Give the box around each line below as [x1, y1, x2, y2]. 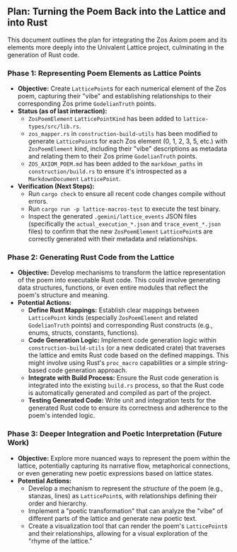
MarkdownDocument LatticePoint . [28, 175, 122, 183]
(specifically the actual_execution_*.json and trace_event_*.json [28, 219, 221, 229]
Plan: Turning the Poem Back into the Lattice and [7, 6, 226, 18]
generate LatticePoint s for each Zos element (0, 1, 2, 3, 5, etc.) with [28, 137, 228, 146]
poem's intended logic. [28, 411, 96, 420]
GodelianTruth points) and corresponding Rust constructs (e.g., [28, 321, 214, 330]
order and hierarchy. [28, 499, 88, 507]
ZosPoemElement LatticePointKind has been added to [28, 115, 182, 123]
